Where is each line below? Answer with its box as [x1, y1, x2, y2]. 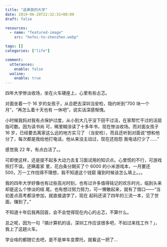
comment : [5, 57, 23, 62]
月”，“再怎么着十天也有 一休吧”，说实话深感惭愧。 [5, 107, 108, 113]
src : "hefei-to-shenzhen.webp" [14, 35, 79, 40]
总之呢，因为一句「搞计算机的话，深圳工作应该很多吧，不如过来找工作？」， [5, 220, 160, 226]
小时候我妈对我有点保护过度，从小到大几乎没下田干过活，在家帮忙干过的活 [5, 117, 158, 123]
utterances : [9, 62, 35, 67]
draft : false [5, 16, 32, 21]
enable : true [14, 76, 41, 81]
